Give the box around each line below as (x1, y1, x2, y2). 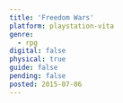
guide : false (9, 64, 58, 73)
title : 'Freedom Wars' (9, 13, 94, 22)
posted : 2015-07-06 (9, 80, 83, 89)
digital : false (9, 47, 66, 56)
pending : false (9, 72, 66, 81)
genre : (9, 30, 34, 39)
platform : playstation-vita (9, 21, 115, 30)
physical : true (9, 55, 66, 64)
